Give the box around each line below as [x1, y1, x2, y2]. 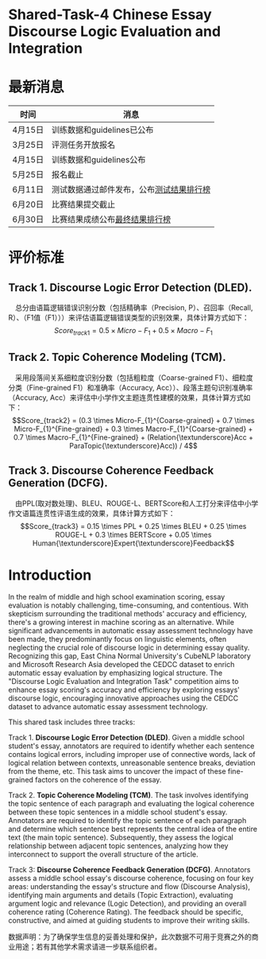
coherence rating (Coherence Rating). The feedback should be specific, [8, 907, 244, 917]
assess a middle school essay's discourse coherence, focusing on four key [8, 873, 254, 883]
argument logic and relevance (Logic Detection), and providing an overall [8, 899, 247, 908]
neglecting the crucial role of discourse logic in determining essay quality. [8, 643, 250, 653]
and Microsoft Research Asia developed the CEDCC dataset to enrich [8, 660, 235, 670]
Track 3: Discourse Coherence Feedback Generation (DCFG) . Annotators [8, 865, 251, 875]
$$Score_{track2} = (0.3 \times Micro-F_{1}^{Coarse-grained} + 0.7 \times [11, 415, 256, 425]
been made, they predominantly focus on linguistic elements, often [8, 635, 227, 644]
